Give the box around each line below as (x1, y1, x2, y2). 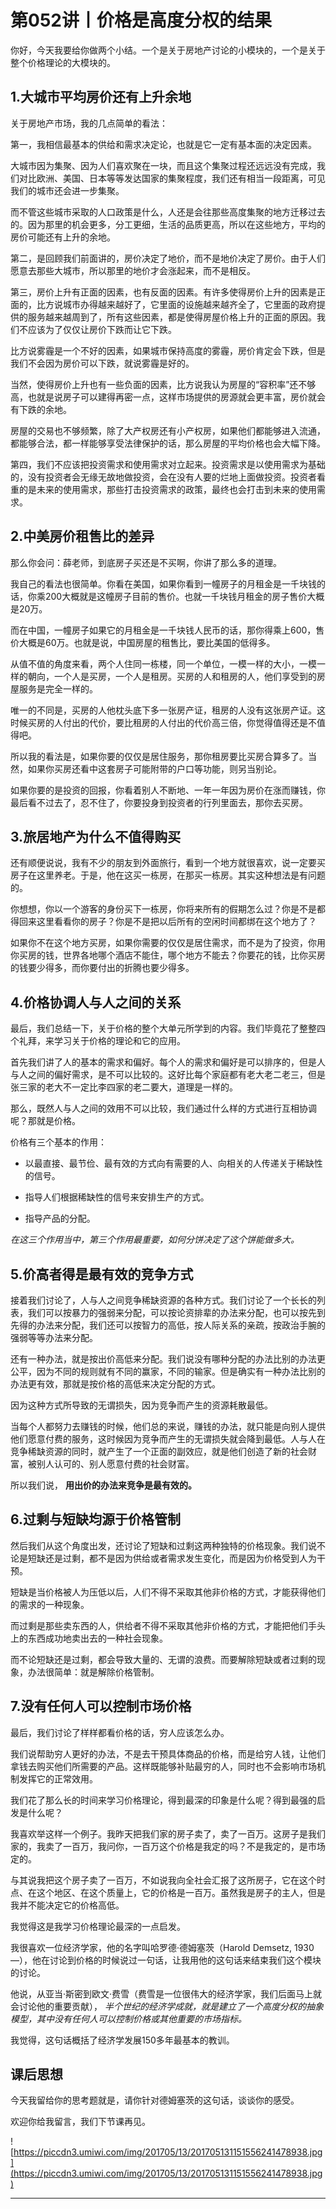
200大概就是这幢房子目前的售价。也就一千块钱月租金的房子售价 (44, 590, 308, 602)
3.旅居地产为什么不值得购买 (10, 828, 182, 845)
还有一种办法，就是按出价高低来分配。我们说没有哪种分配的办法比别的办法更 (10, 1353, 326, 1365)
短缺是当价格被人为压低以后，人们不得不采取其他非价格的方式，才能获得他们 (10, 1586, 326, 1598)
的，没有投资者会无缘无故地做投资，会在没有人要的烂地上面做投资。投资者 (10, 471, 317, 483)
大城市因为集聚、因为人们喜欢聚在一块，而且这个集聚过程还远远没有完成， (10, 159, 317, 171)
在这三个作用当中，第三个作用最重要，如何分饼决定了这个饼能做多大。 (10, 1234, 300, 1246)
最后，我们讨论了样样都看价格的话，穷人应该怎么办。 (10, 1726, 230, 1738)
